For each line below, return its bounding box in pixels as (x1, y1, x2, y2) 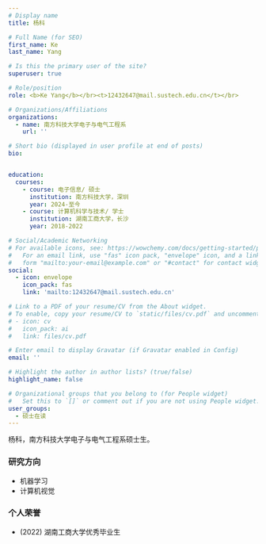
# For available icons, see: (8, 243, 104, 252)
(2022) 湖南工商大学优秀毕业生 (19, 527, 121, 536)
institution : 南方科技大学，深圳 (28, 193, 129, 201)
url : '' (22, 128, 47, 136)
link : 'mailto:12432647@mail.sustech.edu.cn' (22, 289, 176, 297)
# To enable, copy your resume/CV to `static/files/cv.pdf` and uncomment (8, 310, 260, 318)
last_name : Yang (8, 48, 62, 56)
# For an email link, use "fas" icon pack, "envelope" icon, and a (8, 251, 243, 259)
